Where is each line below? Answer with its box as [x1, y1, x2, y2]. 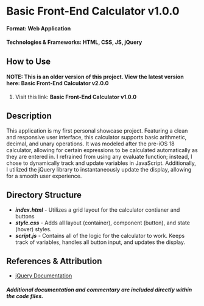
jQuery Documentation [15, 272, 72, 279]
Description [6, 111, 52, 121]
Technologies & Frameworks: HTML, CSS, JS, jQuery [6, 38, 142, 46]
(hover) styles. [15, 225, 52, 232]
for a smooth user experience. [6, 172, 82, 179]
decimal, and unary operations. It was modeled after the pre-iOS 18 [6, 140, 175, 147]
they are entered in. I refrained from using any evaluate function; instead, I [6, 153, 192, 160]
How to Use [6, 56, 51, 66]
